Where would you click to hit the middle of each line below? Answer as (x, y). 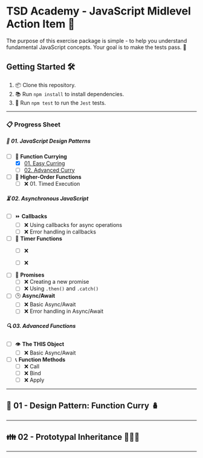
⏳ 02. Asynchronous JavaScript (47, 198)
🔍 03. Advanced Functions (41, 326)
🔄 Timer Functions (38, 239)
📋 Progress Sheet (33, 124)
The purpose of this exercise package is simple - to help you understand (97, 41)
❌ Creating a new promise (56, 282)
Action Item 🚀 (41, 24)
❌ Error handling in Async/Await (64, 311)
